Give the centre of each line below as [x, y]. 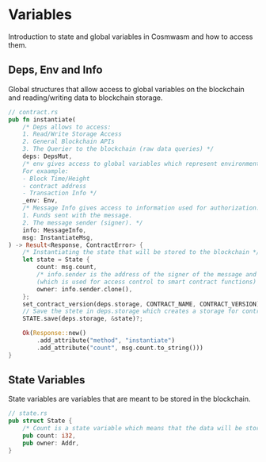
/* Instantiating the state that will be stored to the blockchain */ [141, 252]
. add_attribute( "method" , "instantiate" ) [106, 341]
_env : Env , [40, 201]
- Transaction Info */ [60, 193]
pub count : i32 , [49, 436]
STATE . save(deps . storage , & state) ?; [83, 319]
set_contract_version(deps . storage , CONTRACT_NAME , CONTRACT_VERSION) [141, 304]
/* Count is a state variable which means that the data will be [133, 429]
